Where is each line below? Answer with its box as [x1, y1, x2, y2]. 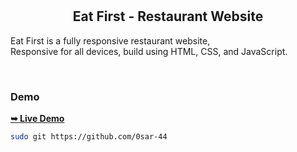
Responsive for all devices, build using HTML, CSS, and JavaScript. [10, 45, 288, 57]
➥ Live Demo [10, 113, 65, 125]
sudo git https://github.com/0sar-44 [10, 132, 168, 142]
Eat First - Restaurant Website [72, 8, 264, 25]
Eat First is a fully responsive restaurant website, [10, 34, 211, 47]
